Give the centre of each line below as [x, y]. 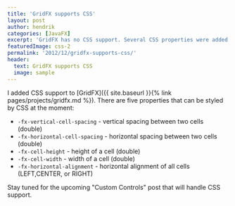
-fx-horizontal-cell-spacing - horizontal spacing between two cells [117, 136]
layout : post [26, 20]
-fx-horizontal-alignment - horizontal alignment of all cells [103, 166]
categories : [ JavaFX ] [39, 33]
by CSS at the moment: [41, 108]
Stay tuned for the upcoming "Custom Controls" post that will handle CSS [114, 187]
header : [19, 60]
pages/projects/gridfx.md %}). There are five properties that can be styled [115, 100]
